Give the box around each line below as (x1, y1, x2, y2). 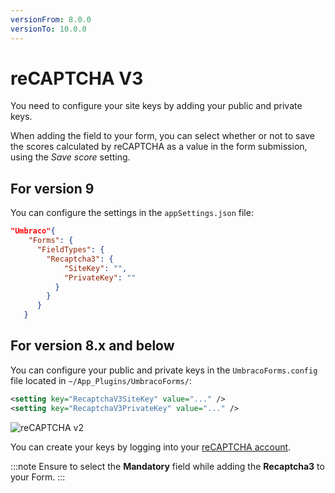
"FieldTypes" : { (36, 245, 105, 255)
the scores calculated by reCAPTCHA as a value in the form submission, (10, 141, 308, 153)
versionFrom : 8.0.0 (10, 14, 92, 25)
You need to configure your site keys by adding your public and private (10, 100, 303, 112)
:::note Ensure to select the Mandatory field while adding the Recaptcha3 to (10, 460, 325, 472)
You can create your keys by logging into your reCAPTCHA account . (10, 441, 292, 453)
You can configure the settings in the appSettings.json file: (10, 207, 254, 219)
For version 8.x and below (10, 337, 175, 355)
